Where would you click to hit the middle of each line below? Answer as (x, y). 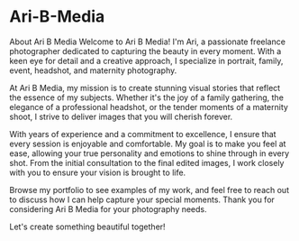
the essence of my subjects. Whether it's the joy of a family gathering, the (146, 97)
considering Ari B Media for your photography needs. (108, 209)
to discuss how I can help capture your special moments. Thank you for (142, 199)
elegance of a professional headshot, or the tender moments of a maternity (149, 107)
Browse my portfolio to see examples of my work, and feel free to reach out (149, 190)
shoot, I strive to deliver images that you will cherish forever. (121, 116)
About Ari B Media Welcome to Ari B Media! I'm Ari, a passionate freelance (148, 42)
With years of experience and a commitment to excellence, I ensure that (143, 134)
